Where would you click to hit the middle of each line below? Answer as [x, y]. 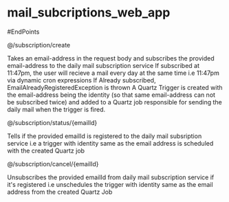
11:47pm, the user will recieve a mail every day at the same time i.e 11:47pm [113, 73]
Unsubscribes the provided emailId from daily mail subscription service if [111, 177]
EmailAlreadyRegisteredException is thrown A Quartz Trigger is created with [115, 87]
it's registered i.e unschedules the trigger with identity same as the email [110, 184]
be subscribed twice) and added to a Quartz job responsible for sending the [115, 102]
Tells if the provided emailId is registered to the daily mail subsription [105, 136]
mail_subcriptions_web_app [89, 13]
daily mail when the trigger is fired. [56, 109]
